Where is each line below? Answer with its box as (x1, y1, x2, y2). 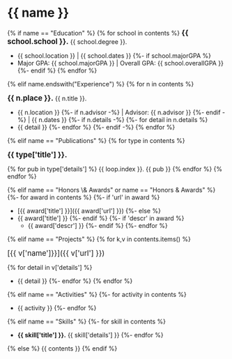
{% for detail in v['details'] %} (7, 263, 93, 271)
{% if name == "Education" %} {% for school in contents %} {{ (7, 28, 189, 38)
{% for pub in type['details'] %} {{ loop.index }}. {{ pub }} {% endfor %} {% (7, 165, 223, 173)
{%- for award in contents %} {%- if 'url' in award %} (7, 193, 160, 201)
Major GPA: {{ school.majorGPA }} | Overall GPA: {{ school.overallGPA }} (17, 59, 224, 67)
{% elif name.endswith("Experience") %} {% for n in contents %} (7, 79, 194, 88)
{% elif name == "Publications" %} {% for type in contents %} (7, 136, 185, 144)
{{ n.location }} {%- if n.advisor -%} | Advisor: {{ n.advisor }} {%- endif (17, 108, 221, 116)
